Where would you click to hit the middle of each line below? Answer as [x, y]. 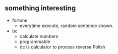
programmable [35, 41]
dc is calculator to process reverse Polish [62, 46]
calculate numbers [39, 36]
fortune [20, 20]
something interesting [40, 8]
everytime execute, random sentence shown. [67, 25]
